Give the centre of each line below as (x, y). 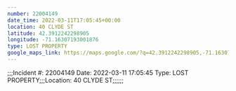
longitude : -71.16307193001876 (53, 40)
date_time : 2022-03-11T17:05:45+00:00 (64, 20)
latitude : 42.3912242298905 (48, 33)
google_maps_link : (34, 53)
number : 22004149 (33, 14)
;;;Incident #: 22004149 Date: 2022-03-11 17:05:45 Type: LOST (98, 72)
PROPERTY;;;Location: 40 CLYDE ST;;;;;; (66, 80)
